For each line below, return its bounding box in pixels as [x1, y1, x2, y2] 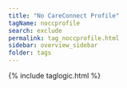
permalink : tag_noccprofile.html [8, 34, 120, 42]
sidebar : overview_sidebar [8, 42, 98, 50]
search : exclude [8, 26, 62, 34]
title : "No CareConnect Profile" [8, 11, 120, 20]
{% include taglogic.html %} [8, 71, 101, 80]
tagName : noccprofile [8, 19, 81, 27]
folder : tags [8, 49, 52, 57]
